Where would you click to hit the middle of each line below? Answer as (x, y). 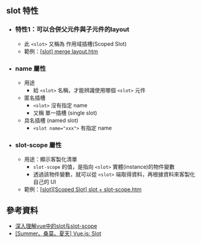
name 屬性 (30, 68)
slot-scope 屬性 (38, 145)
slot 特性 (22, 11)
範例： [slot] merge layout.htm (61, 51)
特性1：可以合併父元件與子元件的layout (72, 30)
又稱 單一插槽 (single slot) (65, 113)
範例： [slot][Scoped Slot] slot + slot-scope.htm (83, 189)
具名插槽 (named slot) (51, 120)
